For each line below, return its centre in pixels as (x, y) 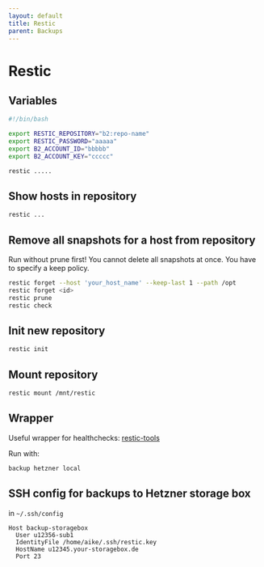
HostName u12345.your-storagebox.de (77, 549)
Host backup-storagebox (48, 528)
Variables (33, 101)
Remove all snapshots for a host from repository (132, 240)
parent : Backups (36, 31)
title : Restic (32, 23)
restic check (30, 305)
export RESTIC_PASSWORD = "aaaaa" (63, 142)
